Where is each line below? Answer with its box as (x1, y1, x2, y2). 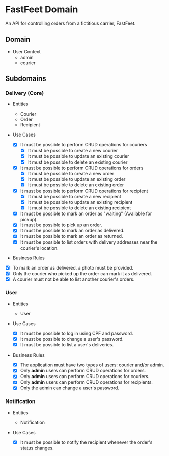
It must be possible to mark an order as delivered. (20, 228, 125, 234)
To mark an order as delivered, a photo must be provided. (12, 264, 134, 271)
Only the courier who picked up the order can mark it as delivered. (12, 270, 152, 276)
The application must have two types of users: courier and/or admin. (20, 362, 164, 368)
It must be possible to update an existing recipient (27, 199, 133, 205)
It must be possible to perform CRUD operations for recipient (20, 187, 149, 194)
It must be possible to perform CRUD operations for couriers (20, 142, 147, 148)
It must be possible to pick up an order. (20, 222, 103, 228)
